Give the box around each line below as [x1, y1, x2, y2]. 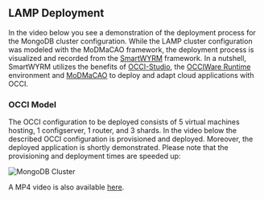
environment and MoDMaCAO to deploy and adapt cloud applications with [8, 70, 254, 79]
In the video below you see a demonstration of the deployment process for [8, 27, 256, 37]
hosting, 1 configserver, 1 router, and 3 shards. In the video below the [8, 126, 237, 136]
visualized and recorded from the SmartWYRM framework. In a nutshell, [8, 53, 247, 63]
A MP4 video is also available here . [8, 182, 125, 192]
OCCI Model [8, 99, 57, 110]
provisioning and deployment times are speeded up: [8, 152, 181, 161]
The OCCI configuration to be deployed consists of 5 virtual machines [8, 117, 240, 127]
